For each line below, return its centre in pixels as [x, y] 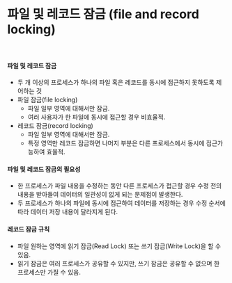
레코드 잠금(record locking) [55, 126]
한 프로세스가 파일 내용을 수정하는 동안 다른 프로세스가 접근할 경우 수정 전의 [119, 186]
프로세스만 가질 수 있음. [49, 272]
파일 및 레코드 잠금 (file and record [103, 14]
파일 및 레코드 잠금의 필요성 [44, 169]
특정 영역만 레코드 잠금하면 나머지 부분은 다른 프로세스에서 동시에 [116, 143]
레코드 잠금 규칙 [29, 229]
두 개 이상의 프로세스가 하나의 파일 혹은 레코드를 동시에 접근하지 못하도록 [116, 82]
